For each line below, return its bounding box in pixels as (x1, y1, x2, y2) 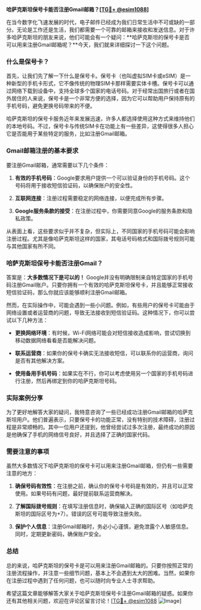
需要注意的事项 (6, 447, 50, 456)
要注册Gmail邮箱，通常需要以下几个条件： (6, 162, 109, 169)
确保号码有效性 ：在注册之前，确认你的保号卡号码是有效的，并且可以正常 (14, 483, 193, 490)
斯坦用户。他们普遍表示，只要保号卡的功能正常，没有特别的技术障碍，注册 (6, 416, 190, 423)
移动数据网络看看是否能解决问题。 (14, 336, 99, 344)
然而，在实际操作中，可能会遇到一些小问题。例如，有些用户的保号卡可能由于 (6, 301, 195, 309)
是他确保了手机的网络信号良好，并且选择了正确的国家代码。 (6, 431, 153, 438)
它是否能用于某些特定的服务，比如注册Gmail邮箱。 (6, 130, 130, 137)
